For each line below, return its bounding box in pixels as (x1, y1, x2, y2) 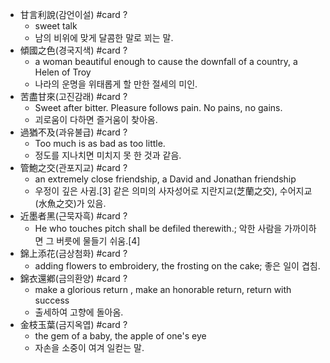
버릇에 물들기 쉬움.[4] (56, 235, 141, 247)
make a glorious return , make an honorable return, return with (34, 284, 292, 295)
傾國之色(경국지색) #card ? (19, 44, 128, 56)
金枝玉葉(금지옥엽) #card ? (19, 319, 128, 330)
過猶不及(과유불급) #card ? (19, 126, 128, 138)
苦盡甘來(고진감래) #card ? (19, 91, 128, 102)
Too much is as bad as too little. (34, 138, 166, 149)
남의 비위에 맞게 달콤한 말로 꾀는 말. (34, 32, 174, 43)
